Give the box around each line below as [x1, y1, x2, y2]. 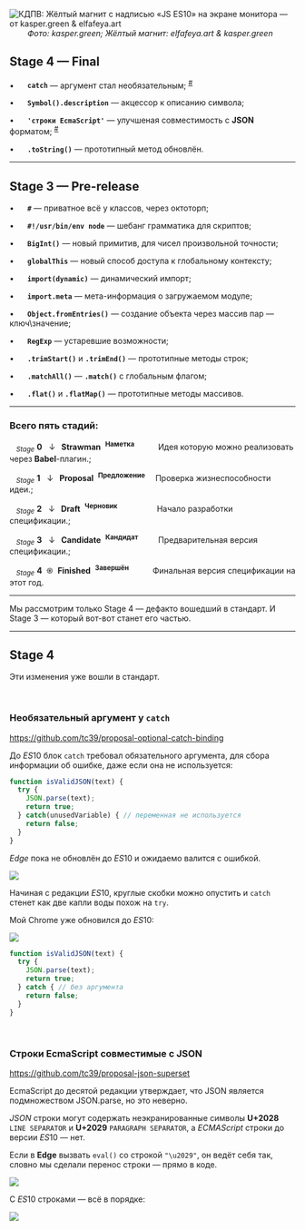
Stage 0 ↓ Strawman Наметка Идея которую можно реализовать [15, 440, 294, 454]
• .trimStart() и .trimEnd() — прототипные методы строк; [9, 352, 249, 363]
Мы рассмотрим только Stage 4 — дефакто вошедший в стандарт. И [9, 603, 276, 614]
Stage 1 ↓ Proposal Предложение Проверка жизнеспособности [15, 470, 271, 486]
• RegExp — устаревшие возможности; [9, 335, 170, 346]
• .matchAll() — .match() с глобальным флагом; [9, 370, 207, 381]
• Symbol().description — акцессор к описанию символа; [9, 97, 245, 108]
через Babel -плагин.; [9, 453, 92, 464]
